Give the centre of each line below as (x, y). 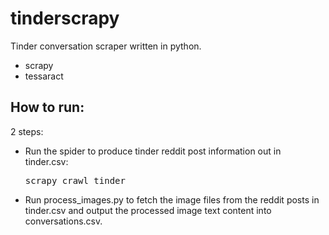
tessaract (44, 76)
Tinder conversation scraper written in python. (106, 46)
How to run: (47, 107)
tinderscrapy (65, 18)
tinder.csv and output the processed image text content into (148, 210)
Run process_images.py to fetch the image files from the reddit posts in (172, 199)
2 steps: (27, 131)
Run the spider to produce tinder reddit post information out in (153, 151)
